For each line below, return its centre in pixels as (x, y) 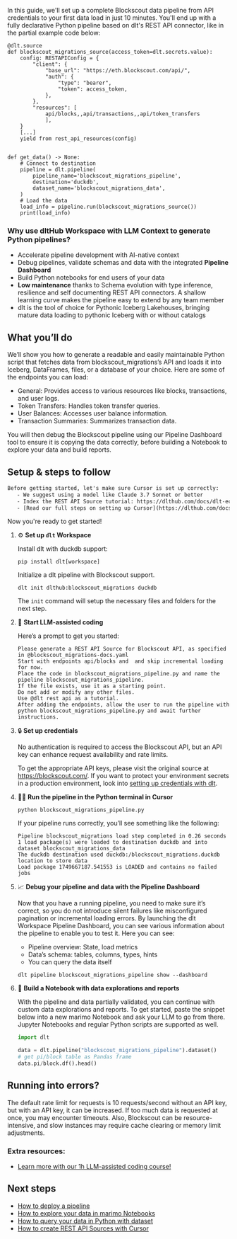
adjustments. (26, 1133)
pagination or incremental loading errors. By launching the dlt (107, 918)
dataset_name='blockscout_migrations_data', (99, 188)
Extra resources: (36, 1151)
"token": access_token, (93, 89)
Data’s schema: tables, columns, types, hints (93, 954)
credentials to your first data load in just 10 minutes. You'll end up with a (112, 18)
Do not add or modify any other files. (76, 692)
